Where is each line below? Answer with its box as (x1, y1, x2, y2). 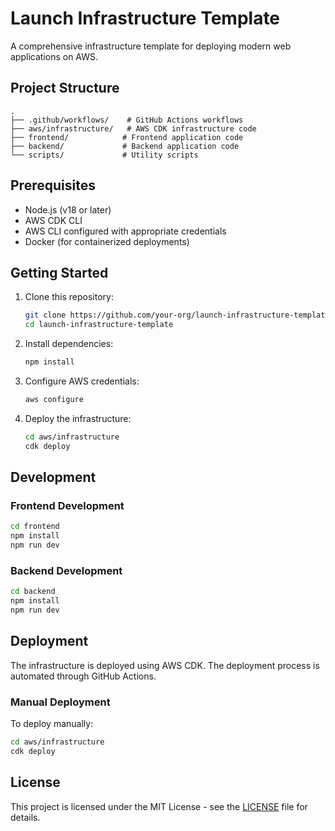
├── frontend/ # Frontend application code (10, 132, 244, 142)
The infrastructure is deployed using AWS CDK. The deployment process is (10, 659, 320, 671)
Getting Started (10, 264, 109, 281)
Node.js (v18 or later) (24, 203, 112, 216)
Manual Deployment (10, 695, 111, 709)
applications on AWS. (10, 50, 99, 62)
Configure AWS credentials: (24, 375, 140, 387)
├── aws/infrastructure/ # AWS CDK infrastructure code (10, 123, 257, 134)
